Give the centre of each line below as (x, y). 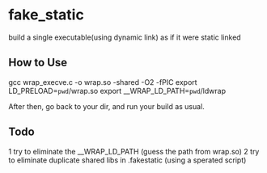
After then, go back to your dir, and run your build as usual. (106, 106)
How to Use (38, 63)
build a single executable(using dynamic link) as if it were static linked (125, 37)
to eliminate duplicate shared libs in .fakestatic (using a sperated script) (127, 160)
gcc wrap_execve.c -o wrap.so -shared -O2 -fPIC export (103, 82)
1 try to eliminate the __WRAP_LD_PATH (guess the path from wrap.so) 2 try (134, 151)
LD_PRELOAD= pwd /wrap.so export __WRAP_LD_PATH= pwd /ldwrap (117, 91)
